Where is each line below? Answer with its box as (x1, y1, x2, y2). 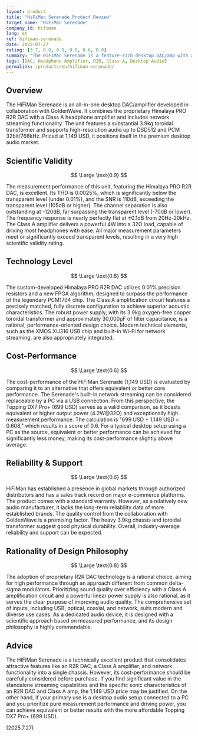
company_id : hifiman (6, 25, 57, 31)
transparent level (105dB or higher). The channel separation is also (6, 202, 168, 209)
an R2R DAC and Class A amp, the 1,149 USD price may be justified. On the (6, 688, 187, 695)
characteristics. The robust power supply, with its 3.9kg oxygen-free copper (6, 308, 192, 316)
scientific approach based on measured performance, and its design (6, 617, 173, 624)
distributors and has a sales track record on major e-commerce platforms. (6, 491, 186, 499)
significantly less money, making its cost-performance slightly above (6, 435, 173, 442)
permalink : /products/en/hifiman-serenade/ (6, 63, 115, 70)
